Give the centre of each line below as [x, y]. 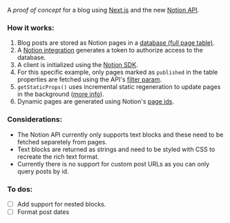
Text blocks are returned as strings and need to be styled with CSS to [116, 149]
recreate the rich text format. [58, 156]
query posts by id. [43, 171]
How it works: [31, 28]
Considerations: [35, 119]
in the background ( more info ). [61, 94]
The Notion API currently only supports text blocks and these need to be [120, 135]
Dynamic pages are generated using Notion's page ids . [96, 101]
